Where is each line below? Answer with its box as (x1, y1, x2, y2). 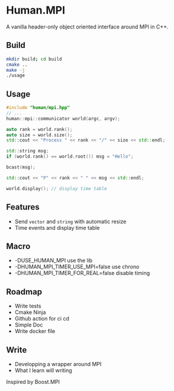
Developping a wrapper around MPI (14, 360, 102, 367)
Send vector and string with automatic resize (14, 217, 127, 225)
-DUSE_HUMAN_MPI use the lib (14, 257, 93, 264)
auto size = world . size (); (6, 132, 73, 138)
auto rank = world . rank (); (6, 126, 73, 132)
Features (6, 202, 40, 212)
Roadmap (6, 287, 43, 297)
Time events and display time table (14, 224, 100, 231)
